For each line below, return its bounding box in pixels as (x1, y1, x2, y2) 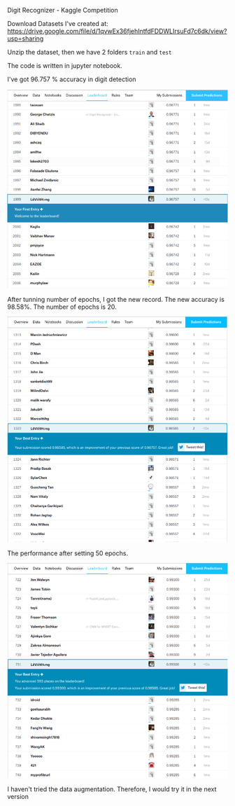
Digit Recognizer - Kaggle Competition (7, 6, 119, 14)
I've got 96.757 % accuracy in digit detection (7, 75, 136, 83)
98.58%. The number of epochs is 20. (7, 303, 117, 311)
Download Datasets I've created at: (7, 20, 108, 27)
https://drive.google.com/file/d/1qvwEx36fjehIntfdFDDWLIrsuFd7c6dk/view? (7, 27, 227, 35)
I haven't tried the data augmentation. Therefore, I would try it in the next (7, 785, 217, 793)
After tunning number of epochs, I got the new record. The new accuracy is (7, 295, 225, 303)
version (7, 793, 29, 801)
